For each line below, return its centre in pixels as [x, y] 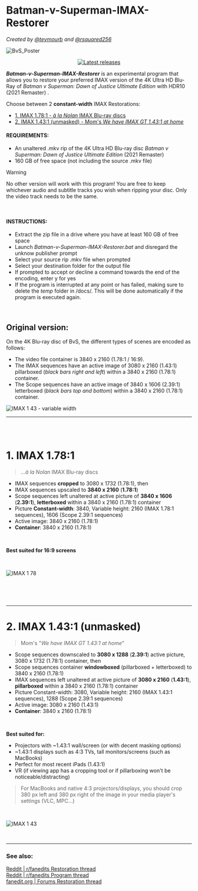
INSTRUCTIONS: [27, 221]
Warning [16, 173]
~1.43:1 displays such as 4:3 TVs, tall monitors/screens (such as [93, 752]
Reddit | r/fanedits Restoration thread [51, 869]
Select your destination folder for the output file [72, 266]
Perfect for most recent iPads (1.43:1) [60, 764]
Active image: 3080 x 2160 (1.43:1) [57, 705]
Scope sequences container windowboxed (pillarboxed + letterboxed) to [103, 667]
